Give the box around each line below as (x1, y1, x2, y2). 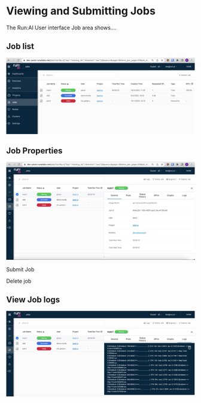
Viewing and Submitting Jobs (6, 4, 156, 18)
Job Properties (6, 146, 63, 156)
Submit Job (6, 265, 35, 273)
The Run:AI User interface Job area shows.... (6, 24, 117, 31)
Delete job (6, 277, 32, 284)
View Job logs (6, 295, 60, 305)
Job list (6, 41, 35, 51)
